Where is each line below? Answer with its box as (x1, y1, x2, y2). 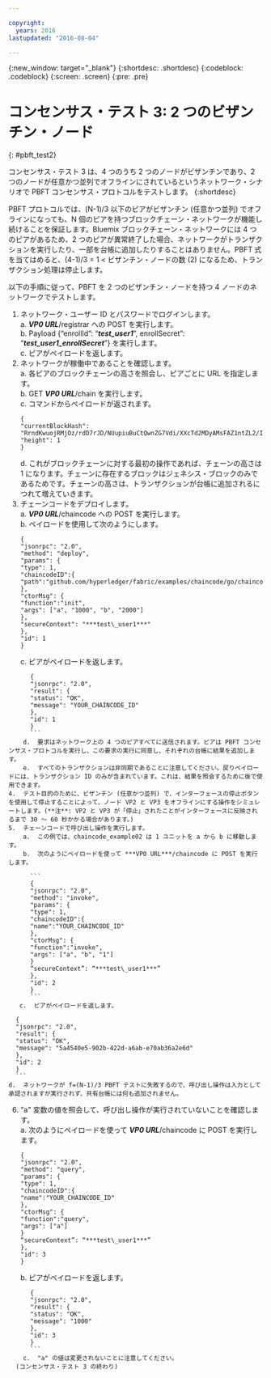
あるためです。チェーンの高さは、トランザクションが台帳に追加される (19, 479, 253, 489)
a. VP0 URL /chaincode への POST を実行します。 (19, 509, 184, 519)
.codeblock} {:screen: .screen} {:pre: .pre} (8, 72, 149, 82)
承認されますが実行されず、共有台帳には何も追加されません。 (8, 1090, 183, 1098)
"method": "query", (19, 1166, 87, 1174)
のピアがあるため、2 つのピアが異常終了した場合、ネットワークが (8, 235, 228, 244)
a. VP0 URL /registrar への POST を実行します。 (19, 320, 178, 329)
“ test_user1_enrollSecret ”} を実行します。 (19, 338, 162, 348)
